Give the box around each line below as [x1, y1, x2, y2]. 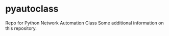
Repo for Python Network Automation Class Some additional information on [5, 20, 164, 26]
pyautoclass [5, 3, 59, 15]
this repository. [5, 25, 37, 31]
